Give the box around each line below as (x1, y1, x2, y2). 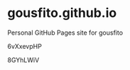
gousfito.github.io (7, 5, 117, 21)
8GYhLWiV (7, 55, 40, 64)
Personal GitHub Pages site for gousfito (7, 28, 123, 37)
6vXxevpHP (7, 42, 43, 50)
